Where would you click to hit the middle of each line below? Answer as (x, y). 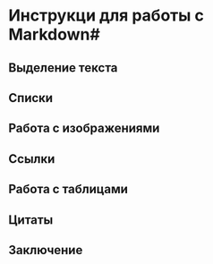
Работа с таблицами (68, 189)
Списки (31, 98)
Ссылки (32, 159)
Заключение (46, 250)
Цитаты (31, 220)
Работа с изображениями (84, 128)
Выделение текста (63, 68)
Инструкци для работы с (106, 16)
